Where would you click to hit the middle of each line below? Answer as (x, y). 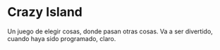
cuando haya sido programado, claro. (62, 38)
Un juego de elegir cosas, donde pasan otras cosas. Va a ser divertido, (110, 31)
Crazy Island (45, 12)
